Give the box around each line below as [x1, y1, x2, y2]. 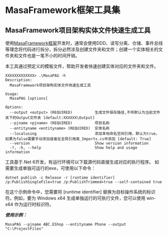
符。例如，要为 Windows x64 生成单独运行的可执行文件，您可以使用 [5, 195, 146, 201]
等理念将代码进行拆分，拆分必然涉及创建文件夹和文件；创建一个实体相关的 [5, 46, 158, 52]
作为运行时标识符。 [14, 202, 54, 207]
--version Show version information [9, 141, 149, 146]
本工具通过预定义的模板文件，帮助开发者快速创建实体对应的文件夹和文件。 [5, 63, 158, 69]
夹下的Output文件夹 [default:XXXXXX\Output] [5, 115, 95, 120]
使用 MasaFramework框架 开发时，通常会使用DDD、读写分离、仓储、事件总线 [5, 40, 163, 46]
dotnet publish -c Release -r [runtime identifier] [5, 175, 115, 180]
